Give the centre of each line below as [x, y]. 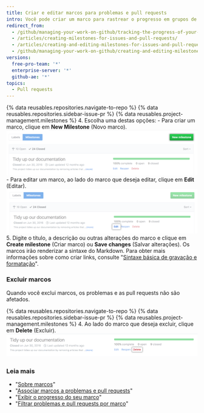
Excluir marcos [29, 280]
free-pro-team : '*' [36, 64]
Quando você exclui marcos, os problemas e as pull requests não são [93, 293]
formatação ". [22, 264]
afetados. [18, 299]
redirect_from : [25, 25]
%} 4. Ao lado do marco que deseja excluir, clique [131, 324]
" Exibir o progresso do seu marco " [58, 397]
